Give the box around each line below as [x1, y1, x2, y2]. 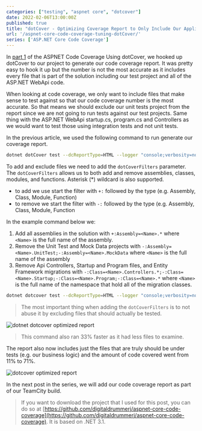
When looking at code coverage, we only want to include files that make [6, 91, 185, 97]
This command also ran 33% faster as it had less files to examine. [20, 333, 185, 340]
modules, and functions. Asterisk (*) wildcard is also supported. [6, 176, 164, 183]
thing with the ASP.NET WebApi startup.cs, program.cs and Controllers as [6, 116, 189, 123]
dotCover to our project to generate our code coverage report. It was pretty [6, 60, 194, 67]
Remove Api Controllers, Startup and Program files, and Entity [14, 261, 168, 269]
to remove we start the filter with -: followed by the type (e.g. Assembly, [14, 200, 195, 207]
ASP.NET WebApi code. [6, 79, 65, 86]
